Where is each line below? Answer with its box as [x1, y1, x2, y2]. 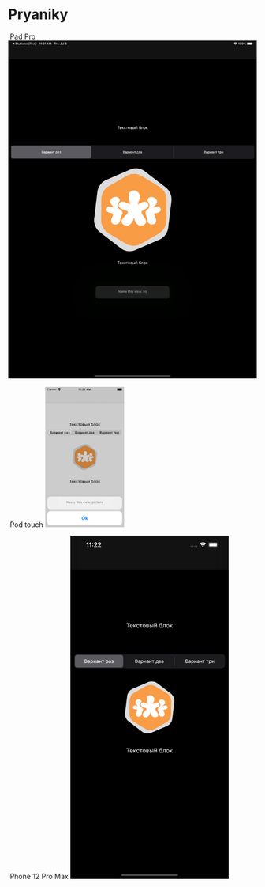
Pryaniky [8, 6, 69, 24]
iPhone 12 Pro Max [8, 871, 69, 881]
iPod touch [8, 520, 43, 529]
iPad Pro [8, 32, 36, 41]
